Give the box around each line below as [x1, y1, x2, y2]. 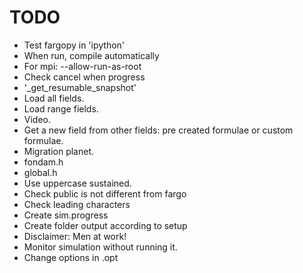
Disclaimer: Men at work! [23, 230, 127, 242]
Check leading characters [23, 198, 131, 210]
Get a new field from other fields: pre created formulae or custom [23, 124, 294, 136]
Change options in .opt [23, 251, 119, 263]
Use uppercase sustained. [23, 177, 132, 189]
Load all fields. [23, 92, 85, 104]
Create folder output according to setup [23, 219, 188, 231]
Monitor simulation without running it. [23, 241, 178, 253]
